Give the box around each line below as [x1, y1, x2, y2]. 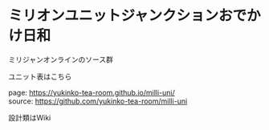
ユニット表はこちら [8, 71, 72, 81]
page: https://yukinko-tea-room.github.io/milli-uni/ [8, 87, 175, 97]
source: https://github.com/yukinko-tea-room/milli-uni [8, 96, 188, 106]
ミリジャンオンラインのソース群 [8, 55, 114, 64]
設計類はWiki [8, 112, 51, 122]
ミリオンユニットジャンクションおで [8, 6, 247, 25]
